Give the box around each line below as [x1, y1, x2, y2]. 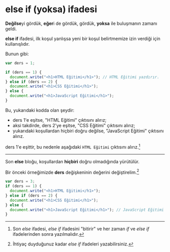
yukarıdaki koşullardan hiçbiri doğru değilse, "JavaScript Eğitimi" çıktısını [12, 128, 164, 134]
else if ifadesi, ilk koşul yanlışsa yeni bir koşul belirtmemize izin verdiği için [5, 35, 161, 42]
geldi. [5, 25, 17, 31]
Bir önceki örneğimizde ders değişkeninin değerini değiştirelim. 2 [5, 168, 139, 175]
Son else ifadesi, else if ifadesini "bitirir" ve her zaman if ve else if [12, 226, 149, 232]
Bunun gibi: [5, 51, 29, 57]
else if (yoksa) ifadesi [5, 4, 98, 15]
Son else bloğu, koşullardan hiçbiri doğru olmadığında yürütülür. [5, 158, 140, 164]
